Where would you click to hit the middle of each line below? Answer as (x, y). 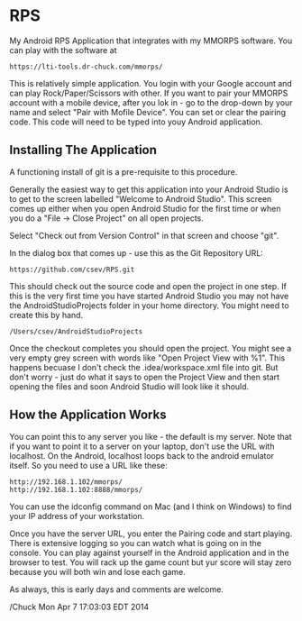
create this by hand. (46, 315)
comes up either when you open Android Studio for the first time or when (145, 208)
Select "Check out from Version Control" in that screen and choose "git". (144, 235)
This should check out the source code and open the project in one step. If (148, 286)
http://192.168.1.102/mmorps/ (66, 482)
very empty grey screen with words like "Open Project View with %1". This (147, 358)
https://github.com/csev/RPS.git (72, 269)
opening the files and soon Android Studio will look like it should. (129, 386)
